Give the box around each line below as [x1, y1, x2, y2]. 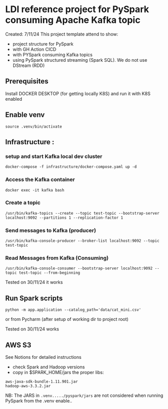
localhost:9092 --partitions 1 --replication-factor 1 [5, 215, 123, 220]
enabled [5, 96, 22, 102]
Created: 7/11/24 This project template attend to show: [5, 31, 118, 37]
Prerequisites [5, 77, 49, 86]
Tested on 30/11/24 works [5, 326, 59, 332]
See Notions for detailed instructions [5, 354, 82, 360]
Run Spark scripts [5, 294, 63, 302]
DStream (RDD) [12, 62, 45, 68]
